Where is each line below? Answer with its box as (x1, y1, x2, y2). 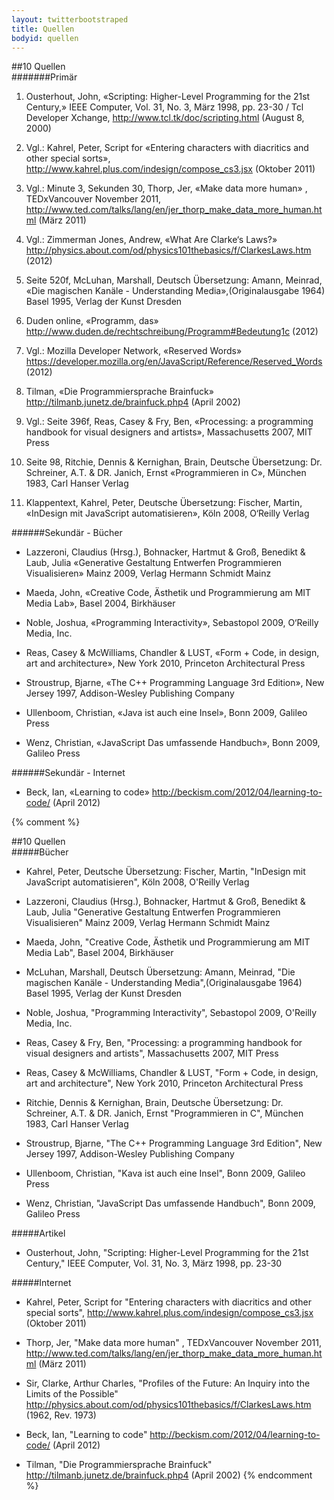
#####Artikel (11, 1227, 66, 1240)
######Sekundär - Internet (11, 767, 126, 779)
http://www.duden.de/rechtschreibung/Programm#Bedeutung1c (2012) (25, 326, 319, 338)
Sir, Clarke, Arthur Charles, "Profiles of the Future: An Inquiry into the (25, 1377, 311, 1390)
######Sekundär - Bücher (11, 527, 123, 539)
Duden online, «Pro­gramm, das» (25, 315, 159, 327)
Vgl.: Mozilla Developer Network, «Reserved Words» (25, 345, 243, 357)
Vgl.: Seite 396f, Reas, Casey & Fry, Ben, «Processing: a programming (25, 416, 314, 428)
